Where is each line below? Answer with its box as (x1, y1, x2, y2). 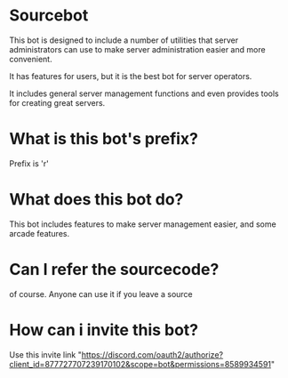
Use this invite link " (9, 349, 82, 360)
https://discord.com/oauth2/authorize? (81, 349, 224, 360)
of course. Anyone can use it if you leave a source (9, 288, 193, 299)
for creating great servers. (9, 97, 106, 108)
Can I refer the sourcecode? (9, 260, 220, 279)
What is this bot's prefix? (9, 129, 198, 149)
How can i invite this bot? (9, 319, 199, 340)
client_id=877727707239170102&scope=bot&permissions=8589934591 (9, 358, 272, 369)
